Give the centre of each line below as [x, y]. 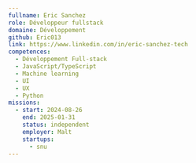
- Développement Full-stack [61, 60]
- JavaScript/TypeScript [56, 67]
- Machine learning [47, 74]
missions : [24, 103]
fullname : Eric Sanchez [47, 15]
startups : [39, 139]
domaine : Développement [47, 30]
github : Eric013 [35, 37]
